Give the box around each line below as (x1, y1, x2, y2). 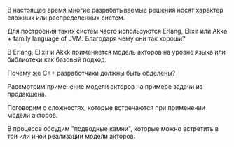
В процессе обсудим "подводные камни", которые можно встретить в (7, 125, 219, 132)
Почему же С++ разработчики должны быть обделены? (7, 69, 176, 77)
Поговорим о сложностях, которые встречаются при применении (7, 104, 205, 111)
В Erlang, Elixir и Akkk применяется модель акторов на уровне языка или (7, 48, 226, 56)
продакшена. (7, 90, 47, 98)
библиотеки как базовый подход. (7, 55, 107, 64)
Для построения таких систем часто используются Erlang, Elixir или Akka (7, 27, 228, 35)
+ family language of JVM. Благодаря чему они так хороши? (7, 34, 186, 43)
